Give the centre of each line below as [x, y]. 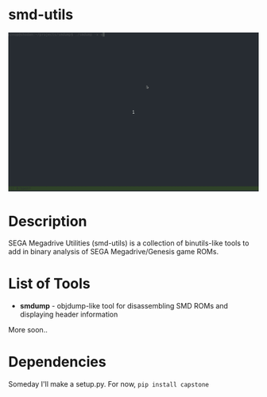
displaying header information [69, 314]
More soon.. [28, 330]
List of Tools [50, 284]
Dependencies [57, 362]
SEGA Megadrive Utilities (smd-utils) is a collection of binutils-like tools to [129, 243]
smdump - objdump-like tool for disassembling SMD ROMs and [124, 306]
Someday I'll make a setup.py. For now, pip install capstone [108, 384]
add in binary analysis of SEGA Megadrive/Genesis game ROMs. [114, 252]
